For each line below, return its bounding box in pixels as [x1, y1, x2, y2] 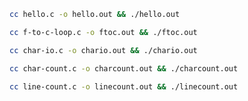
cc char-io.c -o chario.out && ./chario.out [9, 45, 198, 55]
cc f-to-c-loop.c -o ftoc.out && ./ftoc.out [9, 27, 198, 37]
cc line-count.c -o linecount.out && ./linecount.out [9, 81, 239, 92]
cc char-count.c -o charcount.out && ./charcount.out [9, 63, 239, 74]
